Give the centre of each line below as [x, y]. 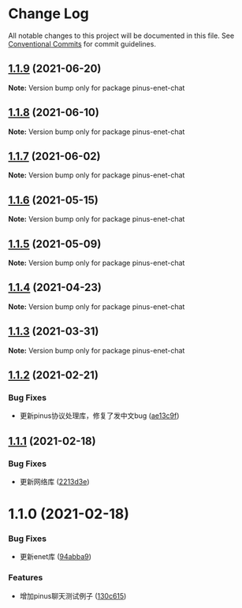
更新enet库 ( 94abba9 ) [56, 557]
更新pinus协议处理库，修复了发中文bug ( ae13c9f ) [99, 416]
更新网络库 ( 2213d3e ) [54, 481]
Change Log [48, 14]
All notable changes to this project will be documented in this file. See [121, 35]
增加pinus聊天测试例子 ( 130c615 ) [73, 595]
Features [26, 578]
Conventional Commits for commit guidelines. [82, 43]
